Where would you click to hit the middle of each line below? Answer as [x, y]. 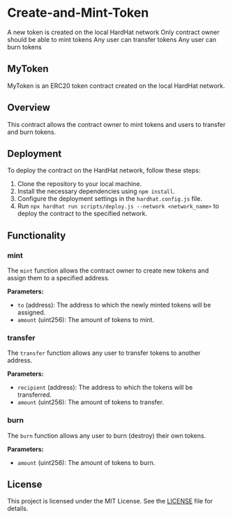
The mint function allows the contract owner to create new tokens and [108, 271]
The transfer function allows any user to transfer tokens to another [104, 353]
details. [18, 509]
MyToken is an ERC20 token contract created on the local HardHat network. [116, 86]
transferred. [35, 395]
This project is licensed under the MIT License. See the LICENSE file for [110, 501]
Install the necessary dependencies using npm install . [96, 191]
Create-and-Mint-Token [78, 13]
